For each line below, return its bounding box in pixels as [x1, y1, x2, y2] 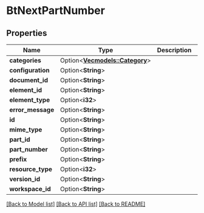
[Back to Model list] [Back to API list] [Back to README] [6, 200, 146, 208]
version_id [9, 175, 41, 183]
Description [157, 46, 192, 54]
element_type [9, 96, 50, 104]
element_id [9, 86, 42, 94]
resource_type [9, 165, 53, 173]
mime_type [9, 125, 42, 134]
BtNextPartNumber [6, 4, 105, 18]
